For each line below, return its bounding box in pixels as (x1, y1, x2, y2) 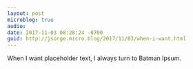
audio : (7, 23, 26, 29)
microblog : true (7, 16, 54, 23)
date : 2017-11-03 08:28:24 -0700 (7, 29, 103, 36)
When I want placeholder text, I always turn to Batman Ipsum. (7, 54, 181, 62)
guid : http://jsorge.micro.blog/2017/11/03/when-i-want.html (7, 36, 187, 42)
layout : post (7, 10, 45, 17)
